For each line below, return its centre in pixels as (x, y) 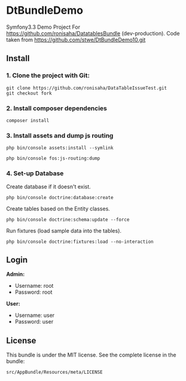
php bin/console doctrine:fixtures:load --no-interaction (80, 242)
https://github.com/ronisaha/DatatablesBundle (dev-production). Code (93, 33)
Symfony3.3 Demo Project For (43, 27)
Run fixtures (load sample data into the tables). (64, 230)
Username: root (34, 286)
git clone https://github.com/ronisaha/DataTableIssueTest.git (87, 88)
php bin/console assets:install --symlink (60, 148)
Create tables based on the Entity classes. (58, 208)
